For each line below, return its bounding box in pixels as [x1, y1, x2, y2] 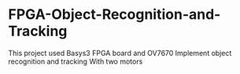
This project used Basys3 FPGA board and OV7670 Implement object [8, 48, 232, 57]
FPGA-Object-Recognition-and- [8, 6, 221, 24]
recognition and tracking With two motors [8, 57, 143, 66]
